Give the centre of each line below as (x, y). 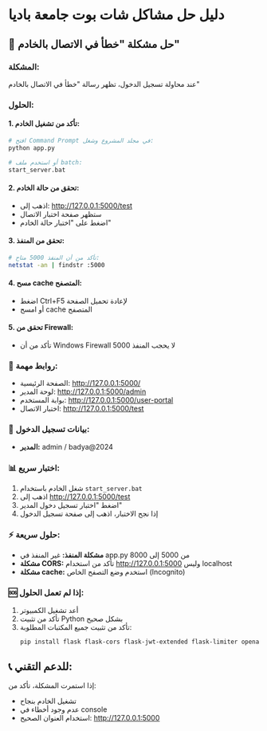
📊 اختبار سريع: (34, 468)
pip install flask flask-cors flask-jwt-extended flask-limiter (129, 642)
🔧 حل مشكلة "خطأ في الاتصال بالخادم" (94, 44)
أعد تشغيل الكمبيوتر (49, 610)
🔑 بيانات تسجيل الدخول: (49, 430)
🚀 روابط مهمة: (33, 366)
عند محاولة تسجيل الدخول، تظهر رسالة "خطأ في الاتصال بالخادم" (104, 84)
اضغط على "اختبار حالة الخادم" (65, 222)
